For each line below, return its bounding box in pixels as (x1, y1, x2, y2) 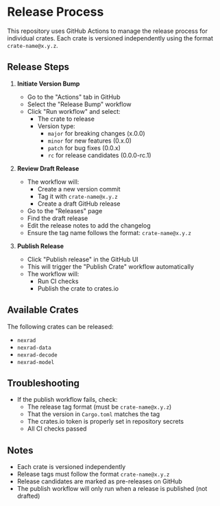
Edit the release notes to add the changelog (27, 221, 151, 230)
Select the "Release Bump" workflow (27, 100, 132, 108)
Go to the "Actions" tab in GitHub (27, 93, 121, 101)
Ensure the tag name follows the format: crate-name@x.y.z (27, 228, 192, 237)
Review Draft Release (16, 164, 80, 172)
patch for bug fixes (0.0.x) (47, 143, 121, 152)
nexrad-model (16, 359, 55, 365)
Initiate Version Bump (16, 80, 80, 88)
